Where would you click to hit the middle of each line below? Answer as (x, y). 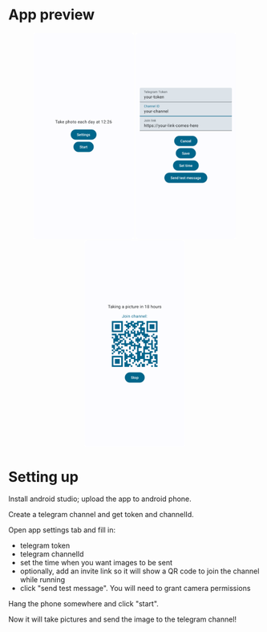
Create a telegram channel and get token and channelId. (101, 515)
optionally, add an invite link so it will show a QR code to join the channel (140, 571)
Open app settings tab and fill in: (62, 530)
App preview (51, 15)
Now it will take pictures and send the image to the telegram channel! (123, 619)
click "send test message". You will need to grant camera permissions (135, 589)
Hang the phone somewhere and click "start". (83, 604)
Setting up (43, 477)
